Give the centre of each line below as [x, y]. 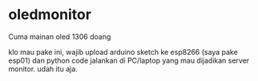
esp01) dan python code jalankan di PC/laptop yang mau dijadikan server [129, 60]
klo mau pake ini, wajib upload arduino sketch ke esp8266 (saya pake [123, 52]
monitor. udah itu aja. [43, 68]
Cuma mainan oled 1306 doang [60, 37]
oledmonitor [50, 15]
